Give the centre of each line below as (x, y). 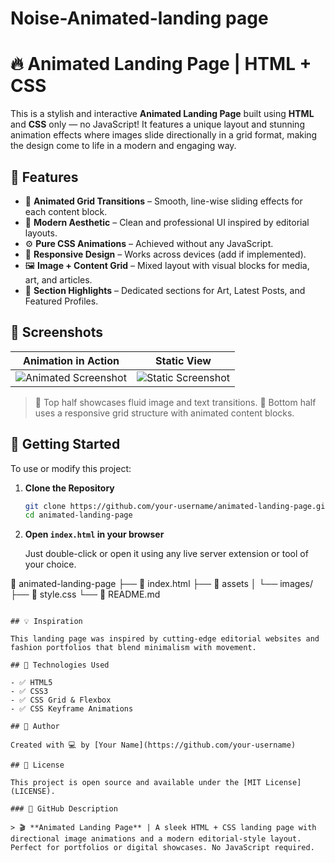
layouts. (41, 233)
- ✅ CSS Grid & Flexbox (61, 700)
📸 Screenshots (57, 332)
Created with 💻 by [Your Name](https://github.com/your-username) (153, 745)
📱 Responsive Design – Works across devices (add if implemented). (165, 254)
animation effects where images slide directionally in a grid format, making (164, 135)
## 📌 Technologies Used (60, 665)
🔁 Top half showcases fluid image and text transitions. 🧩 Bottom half (175, 402)
